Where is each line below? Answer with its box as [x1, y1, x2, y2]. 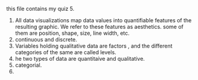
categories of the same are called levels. [15, 49, 117, 56]
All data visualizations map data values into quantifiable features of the [15, 17, 192, 23]
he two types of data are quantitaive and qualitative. [15, 55, 145, 62]
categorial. [15, 61, 42, 69]
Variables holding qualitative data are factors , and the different [15, 42, 173, 49]
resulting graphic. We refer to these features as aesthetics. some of [15, 23, 183, 30]
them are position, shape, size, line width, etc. [15, 29, 130, 37]
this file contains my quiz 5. [6, 5, 74, 12]
